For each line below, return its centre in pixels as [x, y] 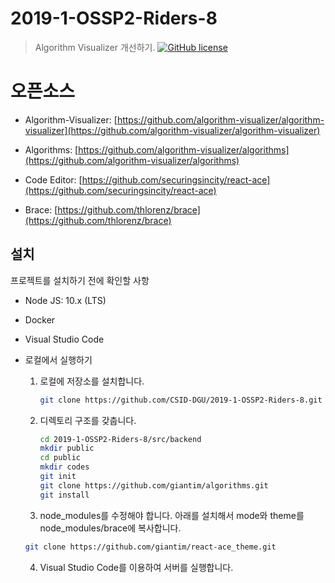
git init [58, 477]
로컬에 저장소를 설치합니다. [92, 381]
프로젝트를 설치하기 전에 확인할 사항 [80, 280]
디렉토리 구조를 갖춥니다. [88, 420]
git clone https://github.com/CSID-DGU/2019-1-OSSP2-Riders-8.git [181, 400]
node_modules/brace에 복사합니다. [110, 528]
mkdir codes [64, 467]
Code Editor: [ [53, 179]
